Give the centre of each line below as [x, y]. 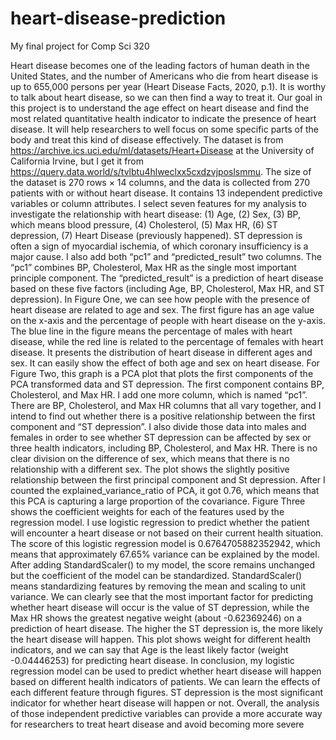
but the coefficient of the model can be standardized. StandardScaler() [156, 575]
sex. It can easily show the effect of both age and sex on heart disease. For [165, 363]
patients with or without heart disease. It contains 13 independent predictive [166, 193]
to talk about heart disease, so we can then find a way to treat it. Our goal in [166, 97]
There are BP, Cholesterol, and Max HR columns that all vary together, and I [166, 405]
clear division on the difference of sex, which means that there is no [150, 458]
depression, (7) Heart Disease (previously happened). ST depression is [156, 235]
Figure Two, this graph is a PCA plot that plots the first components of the [162, 373]
